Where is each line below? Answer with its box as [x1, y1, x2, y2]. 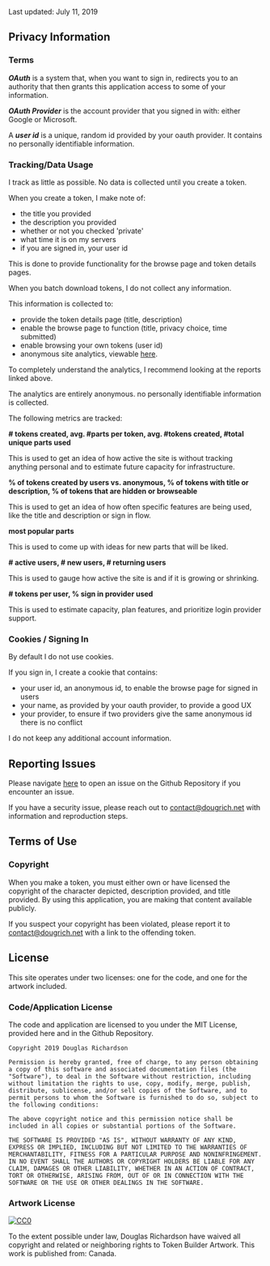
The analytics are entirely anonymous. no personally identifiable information [8, 389, 261, 399]
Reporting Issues [8, 757, 96, 770]
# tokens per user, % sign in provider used [8, 589, 154, 599]
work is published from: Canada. [8, 1249, 117, 1259]
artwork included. [8, 981, 67, 991]
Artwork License [8, 1197, 75, 1208]
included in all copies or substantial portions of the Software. [8, 1122, 237, 1130]
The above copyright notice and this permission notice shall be [8, 1115, 233, 1123]
